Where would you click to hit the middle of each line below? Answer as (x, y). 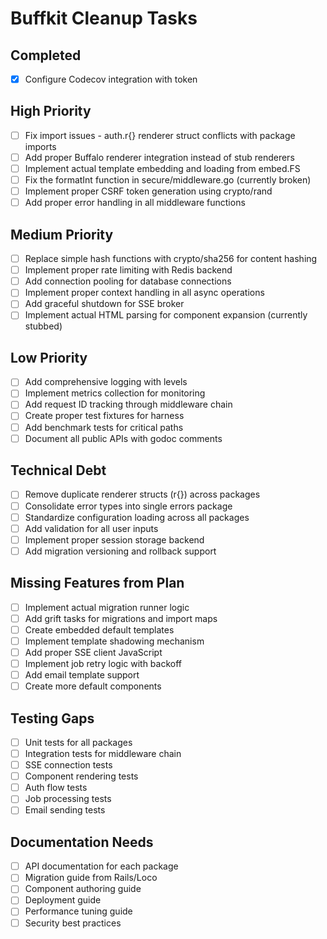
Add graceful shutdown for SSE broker (104, 304)
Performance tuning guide (78, 911)
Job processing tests (68, 799)
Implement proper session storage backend (114, 539)
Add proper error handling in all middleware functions (135, 203)
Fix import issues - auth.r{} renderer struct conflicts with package (160, 135)
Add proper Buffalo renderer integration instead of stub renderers (159, 157)
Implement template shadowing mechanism (114, 641)
